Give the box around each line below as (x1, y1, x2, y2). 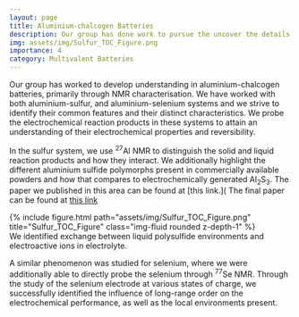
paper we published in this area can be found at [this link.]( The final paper (9, 185, 285, 196)
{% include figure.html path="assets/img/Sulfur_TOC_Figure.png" (9, 212, 252, 223)
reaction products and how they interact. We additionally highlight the (9, 154, 266, 165)
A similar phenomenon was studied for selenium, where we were (9, 258, 248, 269)
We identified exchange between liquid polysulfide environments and (9, 231, 264, 242)
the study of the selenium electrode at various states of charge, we (9, 279, 257, 289)
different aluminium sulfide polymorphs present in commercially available (9, 164, 279, 175)
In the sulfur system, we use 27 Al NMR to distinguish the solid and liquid (9, 144, 275, 156)
